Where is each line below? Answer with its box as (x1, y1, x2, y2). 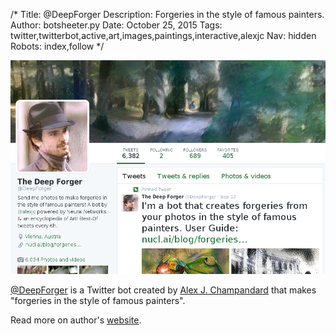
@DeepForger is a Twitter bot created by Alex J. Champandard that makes (10, 284, 317, 296)
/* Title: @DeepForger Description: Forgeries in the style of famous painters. (10, 9, 325, 20)
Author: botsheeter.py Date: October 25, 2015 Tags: (10, 19, 223, 31)
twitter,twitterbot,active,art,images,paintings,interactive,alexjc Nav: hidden (10, 30, 317, 41)
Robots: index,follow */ (10, 40, 105, 52)
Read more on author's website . (10, 314, 142, 326)
